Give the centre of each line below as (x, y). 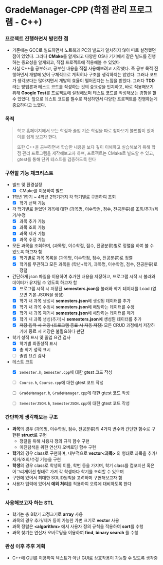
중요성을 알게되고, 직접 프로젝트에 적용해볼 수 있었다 (71, 62)
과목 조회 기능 (32, 227)
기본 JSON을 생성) (46, 294)
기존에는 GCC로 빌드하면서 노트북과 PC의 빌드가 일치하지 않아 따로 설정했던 (84, 50)
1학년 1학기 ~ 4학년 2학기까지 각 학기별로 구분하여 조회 (64, 197)
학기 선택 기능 (32, 203)
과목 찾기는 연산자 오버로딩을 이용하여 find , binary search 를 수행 (75, 532)
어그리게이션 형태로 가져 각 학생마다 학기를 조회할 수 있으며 (68, 471)
